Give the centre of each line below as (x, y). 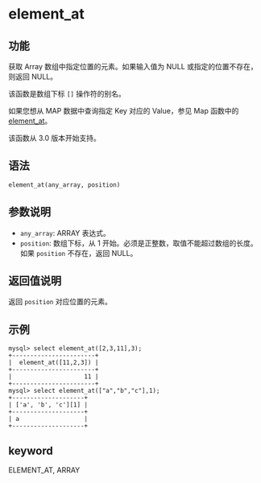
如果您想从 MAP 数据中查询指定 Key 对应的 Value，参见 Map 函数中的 (124, 111)
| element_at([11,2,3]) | (54, 363)
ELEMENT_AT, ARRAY (44, 470)
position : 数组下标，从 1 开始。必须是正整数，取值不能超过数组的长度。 (139, 243)
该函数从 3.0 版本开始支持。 (54, 138)
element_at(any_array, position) (64, 185)
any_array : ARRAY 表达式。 (65, 233)
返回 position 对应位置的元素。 (60, 302)
